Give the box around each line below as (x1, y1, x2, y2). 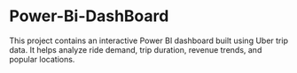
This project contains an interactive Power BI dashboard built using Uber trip (9, 35, 288, 46)
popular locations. (9, 54, 75, 64)
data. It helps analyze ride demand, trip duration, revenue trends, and (9, 44, 262, 55)
